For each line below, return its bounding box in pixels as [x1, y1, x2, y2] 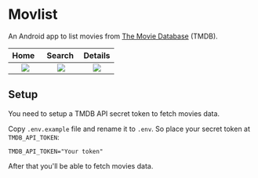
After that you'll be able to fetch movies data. [8, 161, 154, 170]
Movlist [8, 5, 58, 24]
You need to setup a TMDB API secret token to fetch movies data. [8, 108, 220, 118]
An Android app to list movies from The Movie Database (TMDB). [8, 31, 218, 41]
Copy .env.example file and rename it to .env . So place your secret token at [8, 124, 251, 133]
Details [83, 49, 111, 60]
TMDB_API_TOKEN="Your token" [8, 147, 104, 155]
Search [46, 49, 74, 60]
